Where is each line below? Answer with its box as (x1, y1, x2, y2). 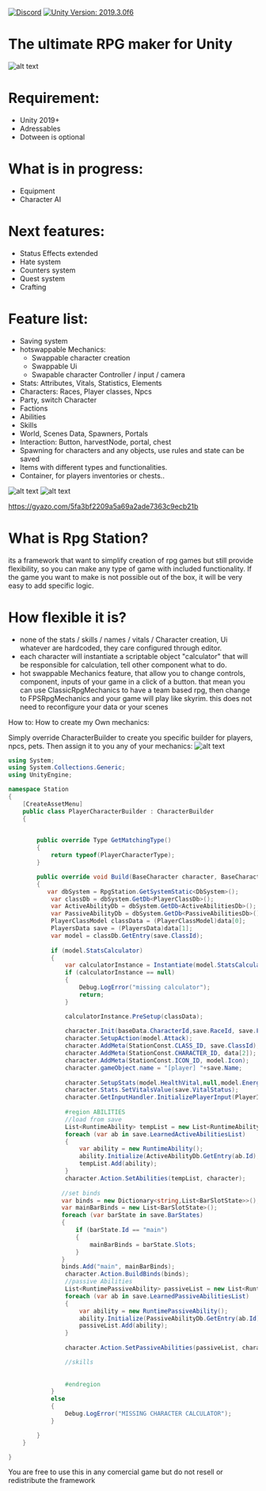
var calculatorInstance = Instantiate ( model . (64, 961, 218, 970)
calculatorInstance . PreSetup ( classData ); (64, 1012, 203, 1020)
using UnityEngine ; (8, 771, 73, 780)
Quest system (19, 273, 66, 283)
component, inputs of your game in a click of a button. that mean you (19, 677, 245, 686)
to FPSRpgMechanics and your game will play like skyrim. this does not (19, 693, 253, 703)
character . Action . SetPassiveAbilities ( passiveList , (64, 1344, 239, 1352)
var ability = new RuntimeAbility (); (78, 1145, 203, 1153)
